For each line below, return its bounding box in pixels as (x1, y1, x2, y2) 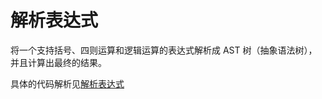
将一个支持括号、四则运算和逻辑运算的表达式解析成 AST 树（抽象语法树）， (10, 44, 318, 56)
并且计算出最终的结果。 (10, 56, 107, 68)
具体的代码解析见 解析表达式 (10, 77, 125, 90)
